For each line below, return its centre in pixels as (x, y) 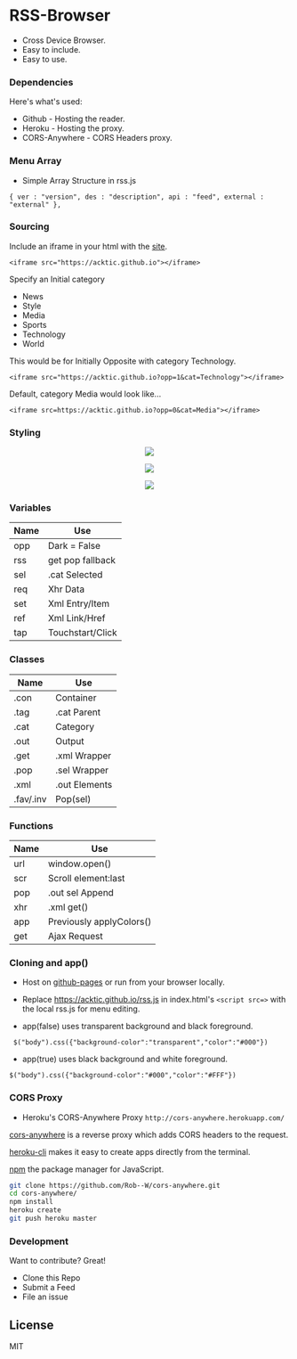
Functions (31, 825)
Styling (25, 432)
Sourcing (29, 226)
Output (69, 741)
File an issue (45, 1297)
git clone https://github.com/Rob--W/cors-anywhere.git (115, 1185)
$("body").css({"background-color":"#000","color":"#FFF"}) (123, 1076)
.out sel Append (80, 893)
